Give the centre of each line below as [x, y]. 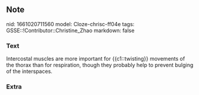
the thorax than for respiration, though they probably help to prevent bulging [100, 65]
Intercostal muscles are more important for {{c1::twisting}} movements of [96, 59]
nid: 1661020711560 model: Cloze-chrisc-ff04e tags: [70, 24]
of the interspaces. [29, 71]
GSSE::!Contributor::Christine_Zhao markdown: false [71, 30]
